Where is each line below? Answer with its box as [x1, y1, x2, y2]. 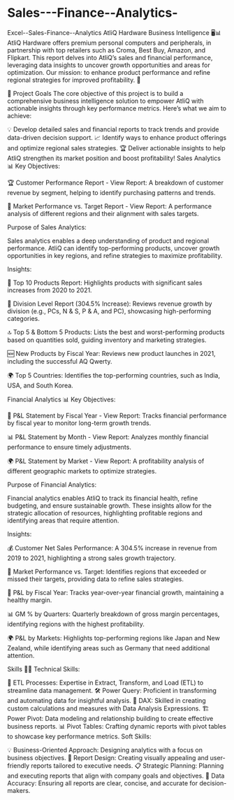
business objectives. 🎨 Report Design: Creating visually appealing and [7, 753, 209, 762]
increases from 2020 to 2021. [7, 285, 92, 294]
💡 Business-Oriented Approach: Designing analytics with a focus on [7, 745, 203, 754]
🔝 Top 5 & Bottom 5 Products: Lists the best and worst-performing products [7, 327, 225, 336]
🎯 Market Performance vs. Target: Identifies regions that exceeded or [7, 567, 207, 576]
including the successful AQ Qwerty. [7, 357, 112, 365]
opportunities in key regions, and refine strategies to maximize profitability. [7, 251, 223, 259]
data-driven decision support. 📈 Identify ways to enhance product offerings [7, 133, 227, 141]
